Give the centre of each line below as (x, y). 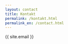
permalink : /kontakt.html (31, 18)
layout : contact (21, 9)
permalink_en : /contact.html (34, 23)
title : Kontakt (20, 14)
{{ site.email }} (19, 37)
